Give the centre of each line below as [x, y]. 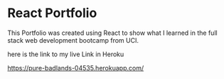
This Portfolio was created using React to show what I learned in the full [113, 33]
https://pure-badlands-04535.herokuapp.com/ [76, 68]
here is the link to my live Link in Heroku [66, 54]
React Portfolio [52, 13]
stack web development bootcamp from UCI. [73, 40]
